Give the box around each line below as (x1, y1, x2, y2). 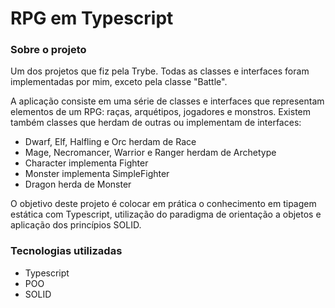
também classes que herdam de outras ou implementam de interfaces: (10, 117, 302, 129)
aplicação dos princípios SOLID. (10, 219, 142, 231)
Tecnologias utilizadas (10, 244, 123, 258)
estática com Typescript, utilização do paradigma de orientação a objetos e (10, 208, 322, 221)
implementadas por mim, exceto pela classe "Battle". (10, 76, 228, 88)
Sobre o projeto (10, 43, 87, 57)
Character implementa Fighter (24, 157, 149, 169)
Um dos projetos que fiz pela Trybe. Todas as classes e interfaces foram (10, 65, 310, 77)
